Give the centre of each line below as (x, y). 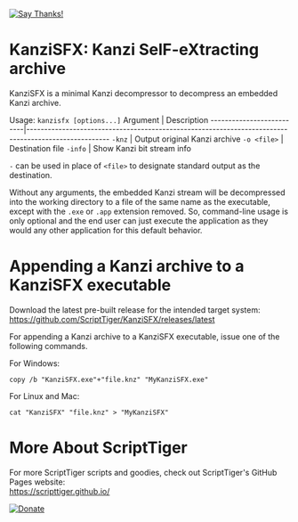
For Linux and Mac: (44, 396)
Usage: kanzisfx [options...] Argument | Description (109, 119)
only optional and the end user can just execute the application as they (139, 220)
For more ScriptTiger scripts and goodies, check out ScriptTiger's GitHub (143, 472)
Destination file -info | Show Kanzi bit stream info (100, 148)
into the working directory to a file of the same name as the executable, (140, 201)
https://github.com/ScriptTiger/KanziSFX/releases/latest (112, 319)
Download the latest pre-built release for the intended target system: (135, 310)
